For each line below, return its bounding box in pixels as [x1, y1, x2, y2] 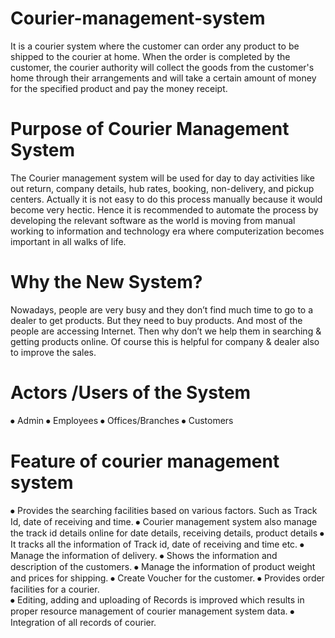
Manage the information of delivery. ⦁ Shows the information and [10, 549, 278, 561]
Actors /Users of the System [10, 382, 252, 404]
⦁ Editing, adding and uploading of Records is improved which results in [10, 593, 305, 606]
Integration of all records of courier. [10, 616, 157, 628]
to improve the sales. [10, 346, 97, 358]
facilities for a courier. [10, 583, 100, 595]
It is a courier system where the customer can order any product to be [10, 40, 300, 52]
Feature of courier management [10, 450, 280, 472]
